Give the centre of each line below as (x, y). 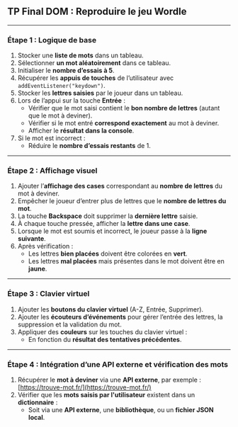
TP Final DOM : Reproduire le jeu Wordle (97, 12)
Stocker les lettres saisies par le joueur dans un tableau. (100, 93)
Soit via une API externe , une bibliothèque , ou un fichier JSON (121, 410)
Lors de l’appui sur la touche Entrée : (72, 101)
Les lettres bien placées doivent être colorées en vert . (108, 254)
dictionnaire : (38, 402)
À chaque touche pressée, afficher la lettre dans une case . (104, 224)
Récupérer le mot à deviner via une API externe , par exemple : (109, 380)
